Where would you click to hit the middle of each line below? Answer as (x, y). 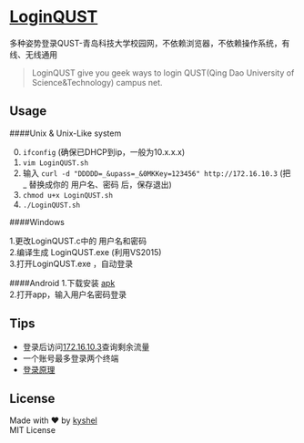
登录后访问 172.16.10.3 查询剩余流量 (86, 346)
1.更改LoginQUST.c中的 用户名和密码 (78, 241)
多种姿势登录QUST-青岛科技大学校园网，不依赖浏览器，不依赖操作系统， (146, 43)
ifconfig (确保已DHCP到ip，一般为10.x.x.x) (104, 151)
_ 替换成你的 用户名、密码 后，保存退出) (97, 184)
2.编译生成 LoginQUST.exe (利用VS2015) (86, 252)
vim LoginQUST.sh (56, 163)
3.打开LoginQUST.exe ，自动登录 (71, 263)
